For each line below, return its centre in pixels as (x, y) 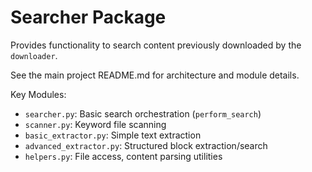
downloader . (34, 55)
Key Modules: (38, 94)
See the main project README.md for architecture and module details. (155, 75)
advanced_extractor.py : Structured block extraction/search (146, 145)
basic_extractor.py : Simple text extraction (113, 135)
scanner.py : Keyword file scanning (95, 124)
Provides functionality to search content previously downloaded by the (156, 45)
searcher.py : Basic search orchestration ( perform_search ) (143, 113)
